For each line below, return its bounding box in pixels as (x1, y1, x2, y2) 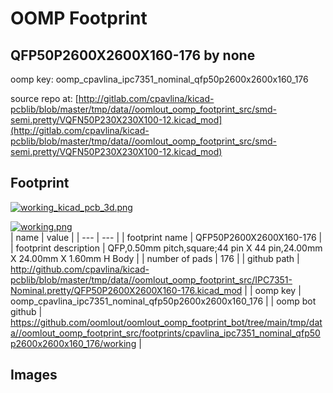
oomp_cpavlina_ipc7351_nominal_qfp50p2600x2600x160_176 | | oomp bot (10, 295, 317, 307)
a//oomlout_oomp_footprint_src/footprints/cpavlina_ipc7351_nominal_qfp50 (10, 327, 321, 339)
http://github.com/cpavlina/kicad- (10, 263, 150, 275)
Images (10, 367, 58, 384)
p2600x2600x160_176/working (10, 337, 137, 349)
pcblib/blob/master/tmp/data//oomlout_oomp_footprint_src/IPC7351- (10, 273, 293, 286)
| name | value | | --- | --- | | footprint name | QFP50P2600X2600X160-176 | (10, 231, 323, 243)
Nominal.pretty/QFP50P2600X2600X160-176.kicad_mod (10, 284, 243, 296)
